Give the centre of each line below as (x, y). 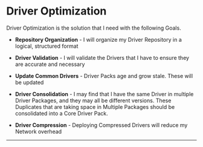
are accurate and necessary (50, 64)
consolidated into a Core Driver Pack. (61, 113)
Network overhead (38, 131)
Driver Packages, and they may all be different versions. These (93, 100)
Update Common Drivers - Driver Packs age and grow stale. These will (104, 76)
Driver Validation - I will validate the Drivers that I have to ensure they (102, 57)
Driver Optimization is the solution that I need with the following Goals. (94, 28)
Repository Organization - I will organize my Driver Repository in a (98, 39)
